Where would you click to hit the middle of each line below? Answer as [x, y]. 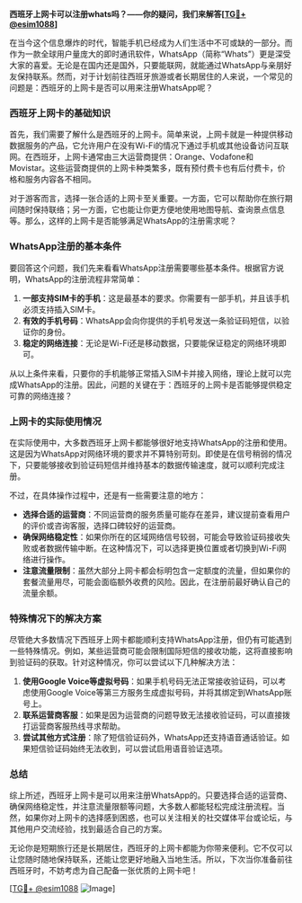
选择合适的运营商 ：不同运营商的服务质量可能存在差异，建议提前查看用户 [156, 514]
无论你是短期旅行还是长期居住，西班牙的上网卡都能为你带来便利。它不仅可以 [151, 848]
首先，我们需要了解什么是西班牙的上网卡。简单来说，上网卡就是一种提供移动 [151, 135]
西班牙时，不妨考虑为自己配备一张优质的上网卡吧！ [104, 871]
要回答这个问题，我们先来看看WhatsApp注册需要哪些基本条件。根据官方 [143, 268]
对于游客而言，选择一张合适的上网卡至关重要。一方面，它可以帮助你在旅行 [147, 199]
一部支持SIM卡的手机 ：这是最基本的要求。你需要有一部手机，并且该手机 [155, 298]
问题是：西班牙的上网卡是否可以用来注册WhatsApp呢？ [111, 88]
